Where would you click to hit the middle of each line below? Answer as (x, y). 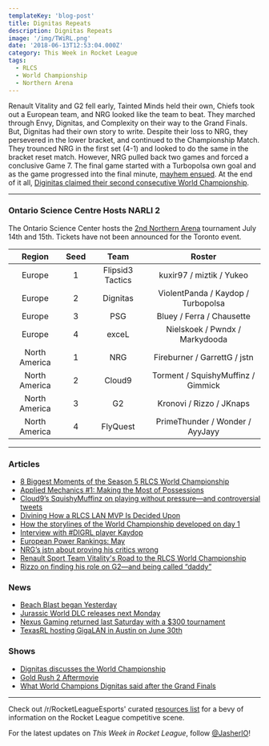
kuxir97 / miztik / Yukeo (204, 275)
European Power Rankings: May (72, 541)
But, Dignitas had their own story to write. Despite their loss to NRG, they (128, 131)
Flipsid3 (118, 270)
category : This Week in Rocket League (73, 53)
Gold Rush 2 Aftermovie (59, 677)
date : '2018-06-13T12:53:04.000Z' (66, 46)
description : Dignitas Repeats (60, 30)
